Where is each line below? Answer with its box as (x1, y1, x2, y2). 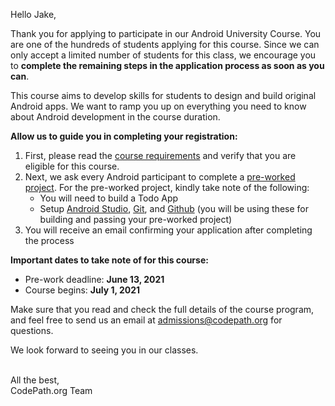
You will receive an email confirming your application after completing (24, 224, 313, 236)
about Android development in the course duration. (10, 111, 221, 123)
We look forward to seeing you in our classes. (10, 344, 199, 356)
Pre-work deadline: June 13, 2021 (24, 274, 165, 285)
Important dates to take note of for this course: (10, 254, 209, 266)
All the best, (10, 374, 60, 386)
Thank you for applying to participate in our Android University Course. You (10, 28, 322, 39)
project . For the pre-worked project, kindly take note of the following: (24, 182, 310, 193)
